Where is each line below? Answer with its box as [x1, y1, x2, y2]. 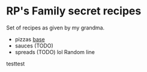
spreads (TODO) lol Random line [14, 48, 95, 55]
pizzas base [14, 35, 45, 43]
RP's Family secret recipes [6, 4, 142, 18]
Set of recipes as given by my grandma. [6, 24, 105, 31]
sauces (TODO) [14, 42, 54, 49]
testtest [6, 60, 25, 67]
